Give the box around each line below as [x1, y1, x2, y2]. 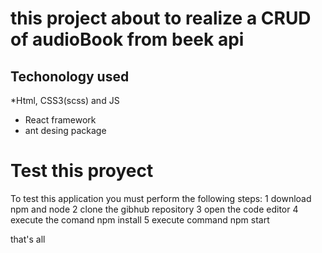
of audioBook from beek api [10, 28, 245, 51]
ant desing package [24, 125, 107, 136]
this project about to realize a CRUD [10, 7, 312, 30]
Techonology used [10, 68, 130, 85]
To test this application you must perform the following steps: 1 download [10, 192, 312, 204]
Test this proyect [10, 160, 154, 182]
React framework [24, 114, 97, 126]
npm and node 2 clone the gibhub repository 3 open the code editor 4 [10, 203, 299, 215]
